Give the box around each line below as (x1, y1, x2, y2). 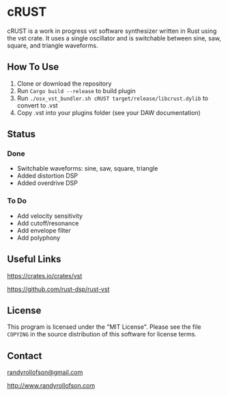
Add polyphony (16, 234, 61, 242)
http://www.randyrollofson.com (7, 382, 96, 390)
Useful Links (7, 253, 61, 265)
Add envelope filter (16, 226, 72, 234)
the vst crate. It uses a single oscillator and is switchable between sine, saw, (7, 34, 222, 42)
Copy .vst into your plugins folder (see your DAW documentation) (16, 108, 201, 116)
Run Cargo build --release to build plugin (16, 86, 136, 95)
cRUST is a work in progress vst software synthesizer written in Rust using (7, 27, 217, 35)
